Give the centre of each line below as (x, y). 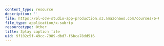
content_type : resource (29, 9)
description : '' (21, 14)
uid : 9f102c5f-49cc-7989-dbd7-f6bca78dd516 (50, 36)
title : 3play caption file (32, 32)
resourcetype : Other (26, 27)
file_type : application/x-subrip (39, 23)
